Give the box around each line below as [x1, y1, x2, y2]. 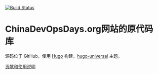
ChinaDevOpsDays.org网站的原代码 [5, 24, 153, 35]
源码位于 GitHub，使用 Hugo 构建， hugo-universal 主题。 [5, 53, 122, 59]
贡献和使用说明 [5, 63, 36, 69]
